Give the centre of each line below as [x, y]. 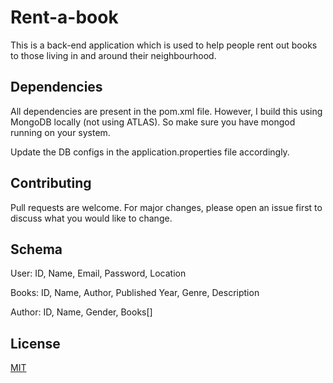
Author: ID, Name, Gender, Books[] [81, 312]
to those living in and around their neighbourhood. [113, 55]
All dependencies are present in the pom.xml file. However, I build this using [166, 111]
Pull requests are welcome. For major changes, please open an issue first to [166, 207]
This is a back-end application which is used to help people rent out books [164, 45]
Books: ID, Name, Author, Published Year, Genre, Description [135, 293]
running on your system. [60, 132]
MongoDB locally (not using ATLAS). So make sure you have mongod [153, 122]
